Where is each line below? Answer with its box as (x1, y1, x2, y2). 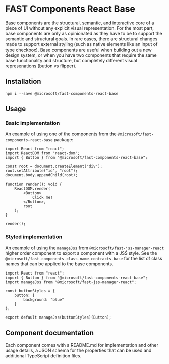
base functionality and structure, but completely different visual (5, 57, 137, 63)
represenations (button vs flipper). (5, 63, 77, 69)
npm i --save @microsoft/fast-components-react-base (5, 90, 119, 96)
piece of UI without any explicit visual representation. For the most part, (5, 25, 154, 31)
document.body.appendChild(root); (5, 173, 78, 178)
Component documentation (5, 329, 94, 337)
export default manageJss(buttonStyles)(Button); (5, 314, 112, 320)
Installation (5, 77, 41, 86)
